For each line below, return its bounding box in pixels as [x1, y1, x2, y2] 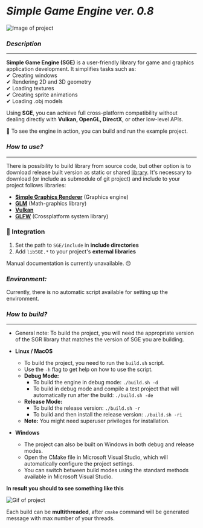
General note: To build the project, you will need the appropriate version [14, 329, 195, 337]
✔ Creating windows [6, 72, 57, 79]
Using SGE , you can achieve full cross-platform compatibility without [6, 109, 178, 116]
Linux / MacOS [14, 347, 53, 355]
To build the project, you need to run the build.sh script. [24, 359, 165, 367]
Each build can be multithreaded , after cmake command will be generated [6, 508, 189, 516]
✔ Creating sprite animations [6, 91, 78, 98]
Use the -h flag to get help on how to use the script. [24, 366, 153, 373]
